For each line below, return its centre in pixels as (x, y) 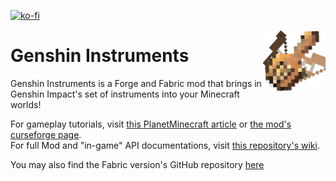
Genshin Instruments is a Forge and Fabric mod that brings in (136, 83)
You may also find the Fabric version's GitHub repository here (137, 164)
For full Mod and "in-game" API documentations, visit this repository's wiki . (165, 145)
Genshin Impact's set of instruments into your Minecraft (125, 94)
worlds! (26, 104)
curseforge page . (46, 134)
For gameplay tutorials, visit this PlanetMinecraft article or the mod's (151, 124)
